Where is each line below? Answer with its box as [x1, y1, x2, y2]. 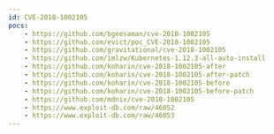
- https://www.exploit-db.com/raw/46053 [24, 111, 175, 120]
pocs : [8, 21, 28, 30]
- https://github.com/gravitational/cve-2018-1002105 [24, 46, 226, 55]
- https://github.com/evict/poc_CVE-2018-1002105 [24, 37, 211, 47]
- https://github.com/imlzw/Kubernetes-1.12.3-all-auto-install [24, 54, 266, 63]
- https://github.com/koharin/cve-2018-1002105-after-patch [24, 71, 250, 79]
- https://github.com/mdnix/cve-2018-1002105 [24, 94, 195, 104]
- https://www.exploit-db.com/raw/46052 [24, 103, 175, 112]
